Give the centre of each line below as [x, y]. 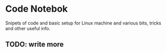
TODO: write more [34, 45]
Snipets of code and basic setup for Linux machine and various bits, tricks [83, 23]
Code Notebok [37, 9]
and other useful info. [28, 28]
